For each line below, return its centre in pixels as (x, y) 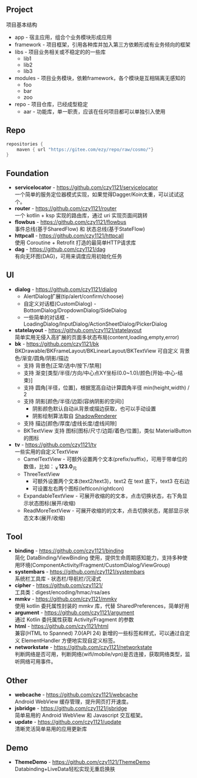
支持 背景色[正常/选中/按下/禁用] (62, 365)
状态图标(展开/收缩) (52, 503)
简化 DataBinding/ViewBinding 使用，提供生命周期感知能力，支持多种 (98, 558)
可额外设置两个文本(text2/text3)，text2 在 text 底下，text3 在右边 (111, 481)
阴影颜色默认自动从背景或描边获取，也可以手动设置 (94, 408)
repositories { (25, 144)
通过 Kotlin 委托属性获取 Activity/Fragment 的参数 (74, 620)
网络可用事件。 (38, 661)
